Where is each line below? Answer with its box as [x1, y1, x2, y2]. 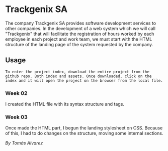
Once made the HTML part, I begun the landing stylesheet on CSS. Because [5, 125, 163, 131]
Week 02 [5, 89, 28, 96]
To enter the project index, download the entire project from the [5, 69, 150, 74]
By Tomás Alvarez [5, 140, 43, 146]
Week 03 [5, 113, 28, 120]
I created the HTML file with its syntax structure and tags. [5, 101, 125, 107]
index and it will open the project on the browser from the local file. [5, 78, 163, 83]
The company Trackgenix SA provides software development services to [5, 20, 156, 26]
